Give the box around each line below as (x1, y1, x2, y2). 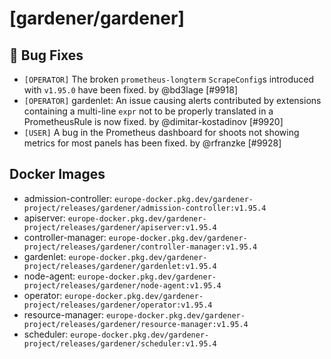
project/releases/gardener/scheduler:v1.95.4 (23, 338, 217, 349)
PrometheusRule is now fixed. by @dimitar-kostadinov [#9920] (23, 116, 284, 127)
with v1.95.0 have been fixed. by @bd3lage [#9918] (23, 84, 239, 96)
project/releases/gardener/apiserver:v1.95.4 (23, 222, 217, 232)
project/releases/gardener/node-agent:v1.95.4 (23, 280, 222, 291)
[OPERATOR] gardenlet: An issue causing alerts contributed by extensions (23, 95, 322, 106)
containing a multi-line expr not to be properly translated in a (23, 105, 274, 117)
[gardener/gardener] (9, 7, 185, 30)
